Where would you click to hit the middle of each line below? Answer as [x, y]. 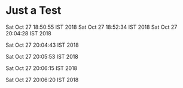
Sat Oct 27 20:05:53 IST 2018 [42, 56]
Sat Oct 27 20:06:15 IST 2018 [42, 68]
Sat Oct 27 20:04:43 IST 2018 [42, 45]
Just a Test [33, 10]
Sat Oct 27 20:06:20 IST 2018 [42, 80]
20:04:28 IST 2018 [28, 33]
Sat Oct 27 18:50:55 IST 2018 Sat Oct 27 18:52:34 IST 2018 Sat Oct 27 [91, 27]
